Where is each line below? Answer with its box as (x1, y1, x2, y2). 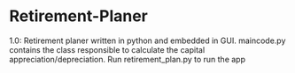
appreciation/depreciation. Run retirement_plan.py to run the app (9, 54, 246, 64)
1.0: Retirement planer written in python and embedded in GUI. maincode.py (9, 35, 286, 46)
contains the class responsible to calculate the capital (9, 44, 206, 55)
